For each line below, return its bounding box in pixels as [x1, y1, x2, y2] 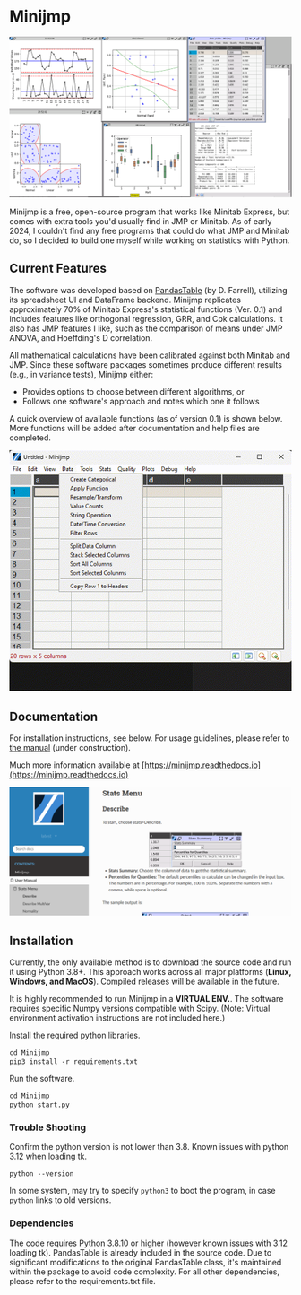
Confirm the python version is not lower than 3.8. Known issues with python [9, 1142, 289, 1152]
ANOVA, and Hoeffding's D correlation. [9, 332, 153, 343]
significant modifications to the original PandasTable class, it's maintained [9, 1256, 282, 1267]
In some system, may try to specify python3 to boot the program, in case [9, 1186, 276, 1196]
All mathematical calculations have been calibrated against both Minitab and [9, 350, 291, 361]
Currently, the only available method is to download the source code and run [9, 957, 292, 968]
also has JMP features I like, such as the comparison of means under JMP [9, 323, 283, 334]
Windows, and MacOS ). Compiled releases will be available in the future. [9, 976, 279, 986]
